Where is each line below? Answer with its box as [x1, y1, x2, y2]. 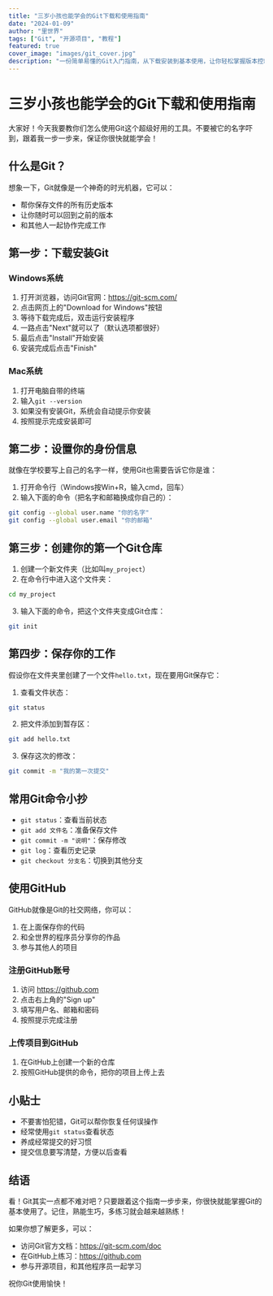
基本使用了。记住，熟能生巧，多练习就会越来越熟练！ [8, 1207, 187, 1216]
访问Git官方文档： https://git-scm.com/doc [19, 1241, 162, 1251]
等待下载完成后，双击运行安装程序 [19, 313, 135, 323]
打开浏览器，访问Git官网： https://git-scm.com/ [19, 293, 177, 302]
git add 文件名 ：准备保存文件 [19, 825, 118, 834]
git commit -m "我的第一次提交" [8, 767, 110, 776]
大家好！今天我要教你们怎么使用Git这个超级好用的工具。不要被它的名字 [8, 123, 246, 132]
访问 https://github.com [19, 985, 99, 995]
